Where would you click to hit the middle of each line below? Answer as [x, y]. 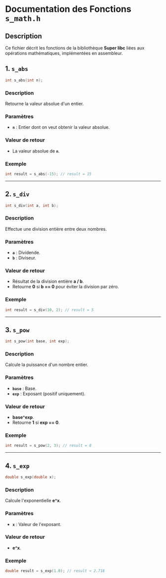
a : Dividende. [26, 253]
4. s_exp [17, 466]
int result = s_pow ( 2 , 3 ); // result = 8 [48, 446]
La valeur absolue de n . [36, 151]
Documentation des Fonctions [68, 9]
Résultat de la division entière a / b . [48, 281]
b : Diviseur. [24, 258]
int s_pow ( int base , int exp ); [37, 341]
